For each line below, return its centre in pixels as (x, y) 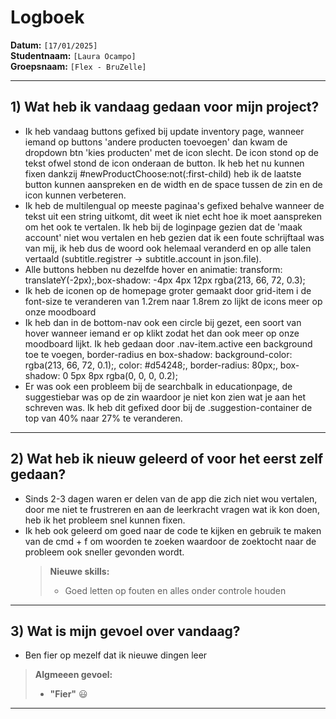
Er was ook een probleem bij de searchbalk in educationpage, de (158, 386)
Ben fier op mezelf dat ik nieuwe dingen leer (116, 655)
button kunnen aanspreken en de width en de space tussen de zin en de (173, 184)
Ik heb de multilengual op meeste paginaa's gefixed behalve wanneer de (174, 205)
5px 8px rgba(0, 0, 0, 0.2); (124, 375)
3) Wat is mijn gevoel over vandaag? (125, 631)
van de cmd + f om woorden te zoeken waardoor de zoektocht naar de (170, 541)
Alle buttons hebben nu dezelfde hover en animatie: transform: (153, 269)
